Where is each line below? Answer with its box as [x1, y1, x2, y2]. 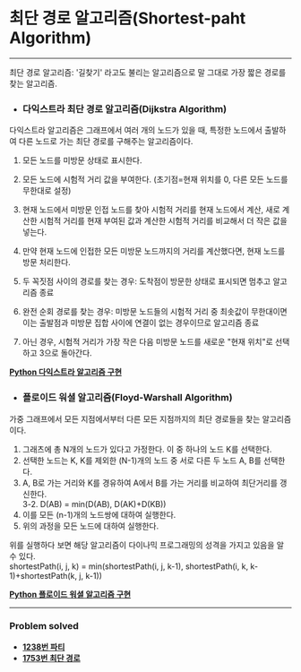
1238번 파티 [21, 642, 65, 652]
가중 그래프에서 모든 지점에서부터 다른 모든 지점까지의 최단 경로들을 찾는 [9, 413, 261, 424]
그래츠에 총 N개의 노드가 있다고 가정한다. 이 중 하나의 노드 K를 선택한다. [21, 444, 272, 454]
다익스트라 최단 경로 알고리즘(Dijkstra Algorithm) [21, 102, 227, 115]
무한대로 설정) [21, 185, 72, 196]
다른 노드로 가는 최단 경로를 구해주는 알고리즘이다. [18, 136, 193, 147]
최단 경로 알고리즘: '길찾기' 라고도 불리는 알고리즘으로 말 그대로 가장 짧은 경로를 [9, 66, 287, 77]
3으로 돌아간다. [39, 348, 92, 358]
